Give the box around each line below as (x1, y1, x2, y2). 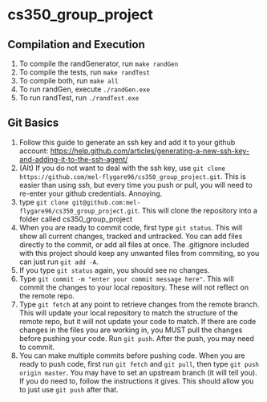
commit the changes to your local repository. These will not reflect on (18, 282, 249, 292)
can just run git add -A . (18, 257, 99, 266)
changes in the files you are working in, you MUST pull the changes (18, 325, 243, 335)
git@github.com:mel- (71, 198, 141, 206)
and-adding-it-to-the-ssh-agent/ (18, 154, 128, 164)
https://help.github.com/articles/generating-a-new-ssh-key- (50, 146, 250, 156)
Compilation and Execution (7, 38, 145, 51)
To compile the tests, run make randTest (18, 67, 150, 77)
